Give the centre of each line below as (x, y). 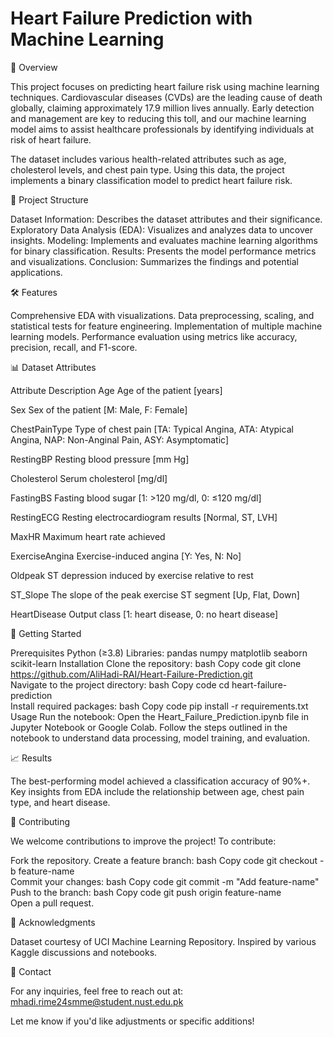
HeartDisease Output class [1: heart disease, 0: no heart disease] (144, 614)
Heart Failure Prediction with (131, 18)
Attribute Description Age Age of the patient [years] (116, 390)
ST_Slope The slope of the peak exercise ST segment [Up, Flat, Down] (155, 594)
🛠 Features (34, 292)
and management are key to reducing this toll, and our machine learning (158, 118)
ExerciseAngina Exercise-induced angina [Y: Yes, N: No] (126, 556)
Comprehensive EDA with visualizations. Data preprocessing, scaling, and (162, 315)
